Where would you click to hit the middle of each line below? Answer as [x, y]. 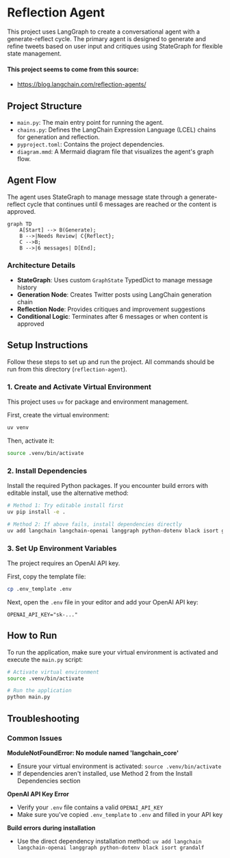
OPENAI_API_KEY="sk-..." [42, 615]
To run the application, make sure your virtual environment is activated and [113, 652]
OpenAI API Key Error [38, 794]
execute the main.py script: [45, 659]
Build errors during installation [51, 828]
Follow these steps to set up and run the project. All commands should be [111, 362]
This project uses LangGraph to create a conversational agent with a [104, 32]
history [27, 287]
